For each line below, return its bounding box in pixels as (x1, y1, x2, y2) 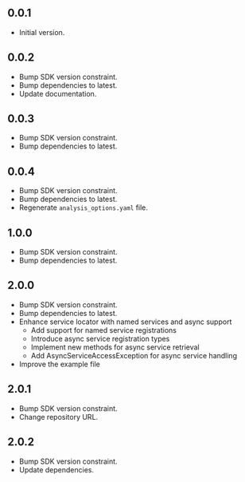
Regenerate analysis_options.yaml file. (18, 203, 149, 212)
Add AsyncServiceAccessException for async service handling (30, 350, 238, 360)
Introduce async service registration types (30, 334, 170, 343)
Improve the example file (18, 359, 101, 369)
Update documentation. (18, 89, 97, 98)
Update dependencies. (18, 464, 95, 474)
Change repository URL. (18, 412, 99, 421)
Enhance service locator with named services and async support (18, 317, 232, 326)
